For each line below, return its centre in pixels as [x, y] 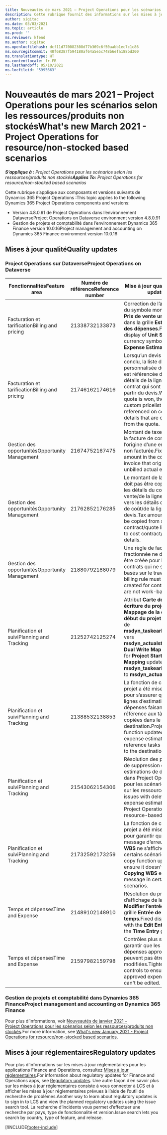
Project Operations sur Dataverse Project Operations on [73, 264]
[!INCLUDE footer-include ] [32, 1127]
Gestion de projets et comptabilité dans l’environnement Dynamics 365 [85, 223]
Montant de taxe [143, 432]
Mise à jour [138, 286]
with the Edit [138, 925]
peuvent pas [138, 958]
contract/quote [141, 527]
